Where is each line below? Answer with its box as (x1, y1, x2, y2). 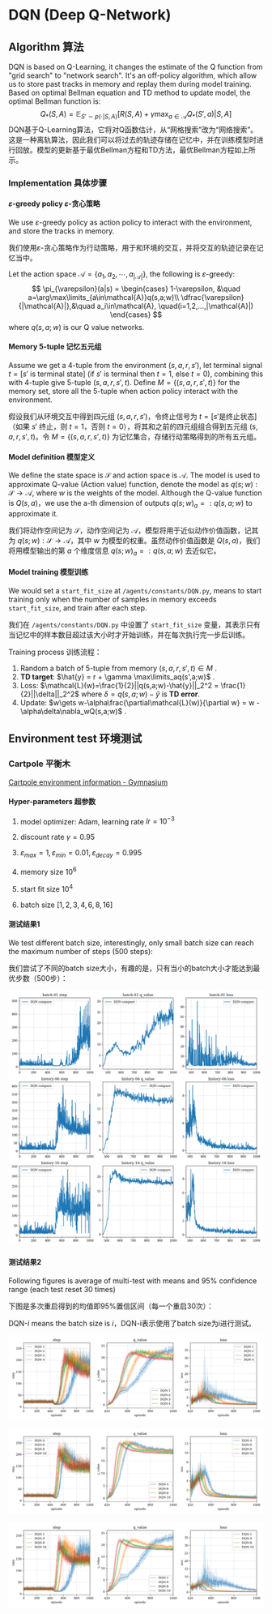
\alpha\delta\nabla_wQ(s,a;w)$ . (19, 706, 127, 716)
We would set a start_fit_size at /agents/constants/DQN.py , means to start (8, 585, 261, 595)
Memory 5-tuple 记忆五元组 (8, 342, 102, 352)
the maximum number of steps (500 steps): (8, 946, 154, 956)
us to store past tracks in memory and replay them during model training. (8, 79, 253, 88)
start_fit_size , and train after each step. (8, 602, 147, 613)
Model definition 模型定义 (8, 452, 96, 461)
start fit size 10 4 (19, 882, 74, 893)
